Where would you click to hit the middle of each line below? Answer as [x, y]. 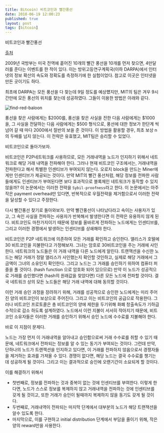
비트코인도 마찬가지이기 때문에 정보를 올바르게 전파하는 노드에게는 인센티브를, [85, 223]
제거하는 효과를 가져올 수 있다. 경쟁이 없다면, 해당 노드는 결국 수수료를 [77, 356]
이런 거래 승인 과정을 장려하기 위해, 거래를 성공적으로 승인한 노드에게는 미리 [77, 292]
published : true [22, 19]
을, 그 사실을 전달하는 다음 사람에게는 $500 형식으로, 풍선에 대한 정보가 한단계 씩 [82, 124]
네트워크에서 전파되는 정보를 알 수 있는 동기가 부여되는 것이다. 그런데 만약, [86, 343]
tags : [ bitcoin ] [22, 28]
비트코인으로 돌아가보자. [28, 147]
